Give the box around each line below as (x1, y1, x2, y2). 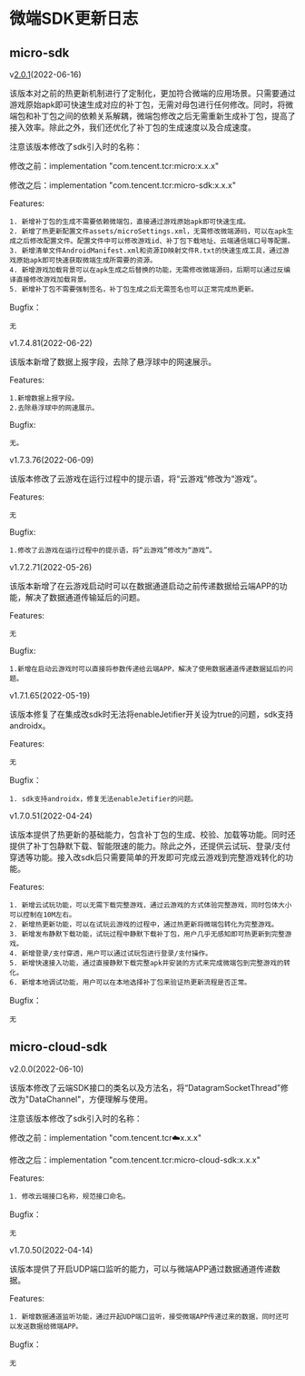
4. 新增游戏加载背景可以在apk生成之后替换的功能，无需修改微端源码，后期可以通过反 (9, 265, 284, 274)
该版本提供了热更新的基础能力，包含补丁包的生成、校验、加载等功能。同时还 (9, 829, 296, 840)
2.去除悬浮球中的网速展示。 (9, 403, 100, 412)
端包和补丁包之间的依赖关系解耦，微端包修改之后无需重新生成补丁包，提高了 (9, 111, 296, 121)
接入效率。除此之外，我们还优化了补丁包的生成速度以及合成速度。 (9, 122, 256, 133)
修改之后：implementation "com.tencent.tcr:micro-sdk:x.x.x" (9, 180, 236, 191)
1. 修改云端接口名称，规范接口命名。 (9, 1192, 130, 1201)
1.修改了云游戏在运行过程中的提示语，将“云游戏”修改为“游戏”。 (9, 546, 217, 555)
